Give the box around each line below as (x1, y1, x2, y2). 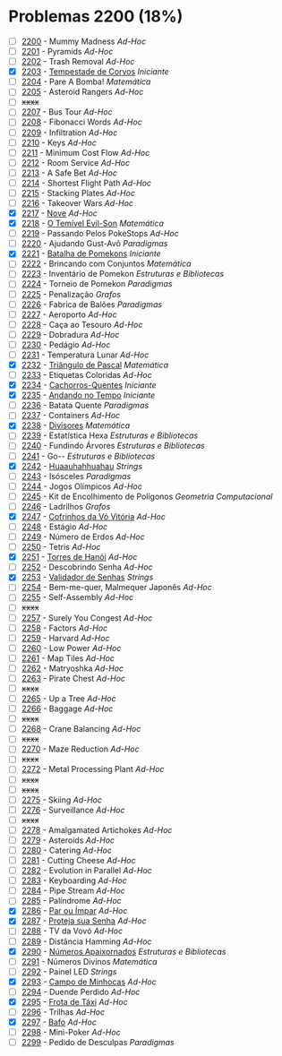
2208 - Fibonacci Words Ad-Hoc (21, 116, 142, 127)
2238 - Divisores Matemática (21, 420, 131, 431)
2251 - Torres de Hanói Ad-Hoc (21, 552, 138, 562)
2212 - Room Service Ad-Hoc (21, 157, 131, 167)
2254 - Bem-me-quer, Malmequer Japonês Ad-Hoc (21, 582, 212, 593)
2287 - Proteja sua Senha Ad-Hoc (21, 915, 147, 926)
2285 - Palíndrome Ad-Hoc (21, 896, 122, 906)
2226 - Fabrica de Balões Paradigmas (21, 298, 163, 310)
